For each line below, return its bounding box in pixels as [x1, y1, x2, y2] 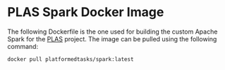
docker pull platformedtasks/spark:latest [7, 55, 134, 63]
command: [7, 42, 39, 50]
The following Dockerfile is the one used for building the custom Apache [7, 27, 218, 36]
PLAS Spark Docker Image [7, 4, 164, 20]
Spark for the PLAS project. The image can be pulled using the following [7, 34, 217, 43]
